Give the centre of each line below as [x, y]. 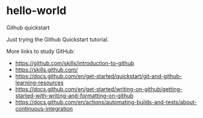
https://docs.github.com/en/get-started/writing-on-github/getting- [99, 89]
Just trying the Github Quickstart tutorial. [58, 39]
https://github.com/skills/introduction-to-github [74, 63]
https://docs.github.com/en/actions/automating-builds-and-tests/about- [106, 102]
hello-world [37, 11]
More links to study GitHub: [41, 51]
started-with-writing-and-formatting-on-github [74, 95]
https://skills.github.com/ [46, 69]
